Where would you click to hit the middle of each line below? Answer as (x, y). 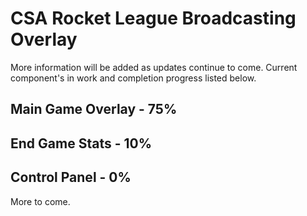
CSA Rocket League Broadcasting (153, 18)
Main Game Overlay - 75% (94, 109)
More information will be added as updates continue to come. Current (154, 67)
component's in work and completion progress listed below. (133, 78)
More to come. (40, 201)
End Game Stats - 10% (81, 143)
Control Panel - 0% (71, 177)
